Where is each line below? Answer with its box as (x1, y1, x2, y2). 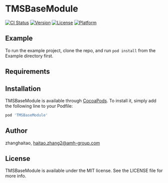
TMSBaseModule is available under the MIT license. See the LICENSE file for (5, 167, 163, 173)
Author (5, 126, 27, 135)
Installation (5, 84, 41, 93)
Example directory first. (5, 53, 53, 59)
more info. (5, 173, 26, 179)
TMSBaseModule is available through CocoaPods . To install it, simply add (5, 97, 156, 103)
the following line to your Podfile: (5, 103, 73, 109)
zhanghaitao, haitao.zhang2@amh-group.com (5, 140, 100, 146)
